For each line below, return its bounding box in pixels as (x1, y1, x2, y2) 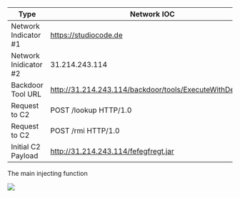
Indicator (11, 30, 41, 40)
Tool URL (11, 89, 41, 99)
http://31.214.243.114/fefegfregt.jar (50, 147, 174, 156)
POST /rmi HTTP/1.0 (50, 126, 120, 135)
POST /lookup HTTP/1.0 (50, 105, 132, 115)
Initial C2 (11, 142, 41, 152)
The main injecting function (7, 169, 88, 177)
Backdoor (11, 80, 44, 90)
